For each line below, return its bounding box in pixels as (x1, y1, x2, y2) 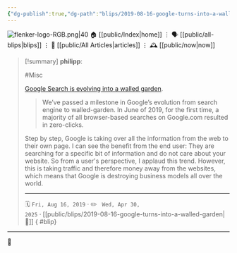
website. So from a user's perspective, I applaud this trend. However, (24, 156, 226, 165)
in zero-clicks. (42, 121, 84, 129)
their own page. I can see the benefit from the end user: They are (24, 142, 215, 150)
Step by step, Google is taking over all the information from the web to (24, 134, 229, 142)
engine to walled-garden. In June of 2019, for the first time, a (42, 105, 219, 113)
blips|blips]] (7, 40, 42, 49)
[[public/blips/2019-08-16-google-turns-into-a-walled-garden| (42, 209, 226, 218)
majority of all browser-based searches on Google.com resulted (42, 113, 229, 121)
